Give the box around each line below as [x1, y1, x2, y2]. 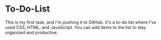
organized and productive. [5, 29, 58, 35]
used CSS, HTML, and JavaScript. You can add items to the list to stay [5, 24, 146, 30]
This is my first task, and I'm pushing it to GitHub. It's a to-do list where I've [5, 19, 157, 25]
